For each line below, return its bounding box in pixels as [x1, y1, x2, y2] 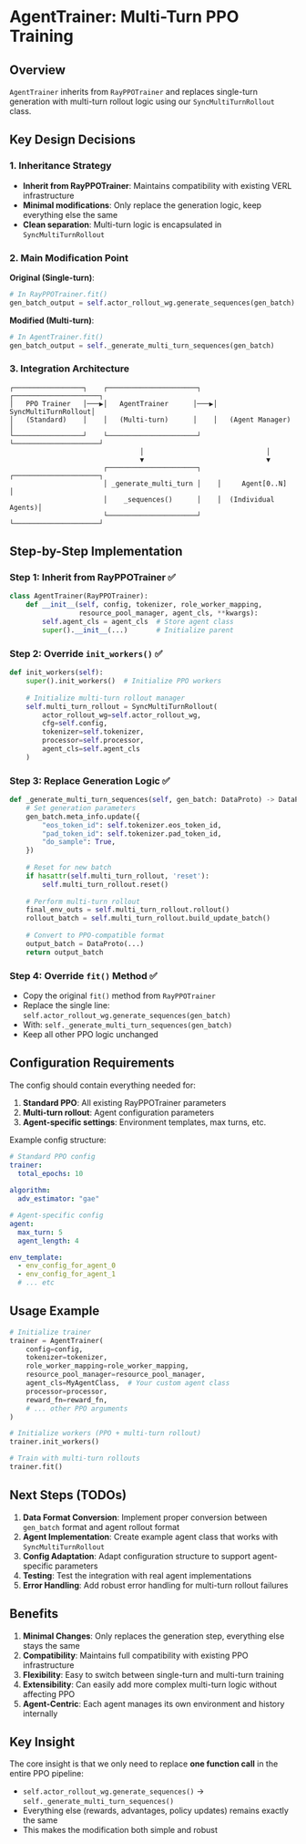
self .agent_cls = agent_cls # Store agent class [42, 618, 234, 627]
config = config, [25, 1344, 84, 1354]
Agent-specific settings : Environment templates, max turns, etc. [22, 1116, 267, 1128]
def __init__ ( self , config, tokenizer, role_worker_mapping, [25, 600, 262, 609]
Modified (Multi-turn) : [9, 315, 95, 326]
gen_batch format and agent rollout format [22, 1521, 180, 1532]
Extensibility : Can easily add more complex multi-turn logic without [22, 1679, 278, 1690]
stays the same [22, 1640, 80, 1651]
